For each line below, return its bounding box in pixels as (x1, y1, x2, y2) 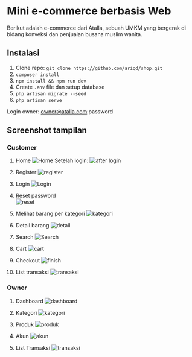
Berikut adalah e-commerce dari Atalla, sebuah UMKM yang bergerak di (7, 24, 187, 31)
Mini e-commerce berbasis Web (7, 4, 171, 18)
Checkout (15, 257, 40, 264)
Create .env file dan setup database (15, 83, 105, 90)
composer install (15, 71, 60, 78)
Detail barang (15, 222, 50, 229)
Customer (7, 144, 37, 152)
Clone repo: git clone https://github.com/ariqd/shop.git (15, 64, 163, 71)
